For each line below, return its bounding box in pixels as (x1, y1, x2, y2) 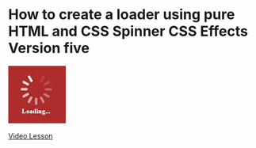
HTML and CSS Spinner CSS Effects (8, 22, 248, 40)
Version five (8, 40, 90, 57)
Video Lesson (8, 131, 53, 140)
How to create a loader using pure (8, 6, 235, 24)
